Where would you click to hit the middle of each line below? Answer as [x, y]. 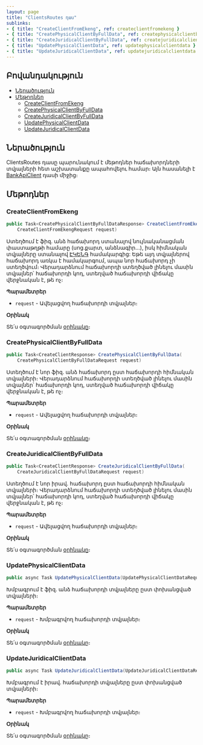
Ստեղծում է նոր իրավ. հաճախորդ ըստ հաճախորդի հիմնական [96, 483]
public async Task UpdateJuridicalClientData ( [66, 671]
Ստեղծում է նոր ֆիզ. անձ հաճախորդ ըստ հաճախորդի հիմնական [100, 372]
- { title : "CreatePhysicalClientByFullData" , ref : [72, 34]
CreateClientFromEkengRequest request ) [67, 229]
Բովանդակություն [45, 76]
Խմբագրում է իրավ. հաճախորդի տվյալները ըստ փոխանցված [94, 682]
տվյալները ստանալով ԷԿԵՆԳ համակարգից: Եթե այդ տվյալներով [98, 254]
